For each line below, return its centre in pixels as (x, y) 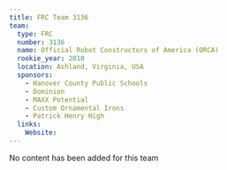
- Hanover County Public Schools (87, 83)
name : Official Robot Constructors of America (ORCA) (118, 50)
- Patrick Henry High (64, 116)
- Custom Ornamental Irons (75, 108)
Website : (41, 133)
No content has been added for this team (84, 158)
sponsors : (35, 75)
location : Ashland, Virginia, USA (80, 67)
